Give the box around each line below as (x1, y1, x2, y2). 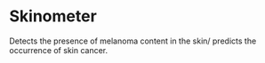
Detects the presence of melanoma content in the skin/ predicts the (9, 35, 257, 46)
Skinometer (9, 6, 98, 27)
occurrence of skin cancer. (9, 44, 108, 55)
